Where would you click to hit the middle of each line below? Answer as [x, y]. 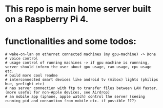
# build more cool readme [31, 76]
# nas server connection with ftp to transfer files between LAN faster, [82, 88]
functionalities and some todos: [71, 41]
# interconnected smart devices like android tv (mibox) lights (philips [82, 80]
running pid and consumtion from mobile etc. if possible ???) [71, 101]
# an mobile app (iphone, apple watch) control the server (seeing [75, 97]
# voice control [21, 59]
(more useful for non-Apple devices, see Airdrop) [58, 93]
